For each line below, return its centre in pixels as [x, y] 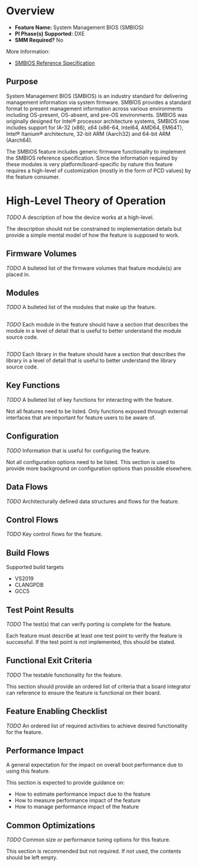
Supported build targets [35, 567]
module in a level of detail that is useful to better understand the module [94, 331]
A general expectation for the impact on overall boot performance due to [95, 765]
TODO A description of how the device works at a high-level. [80, 217]
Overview [30, 11]
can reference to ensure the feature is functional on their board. [84, 693]
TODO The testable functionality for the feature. [64, 675]
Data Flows [27, 487]
